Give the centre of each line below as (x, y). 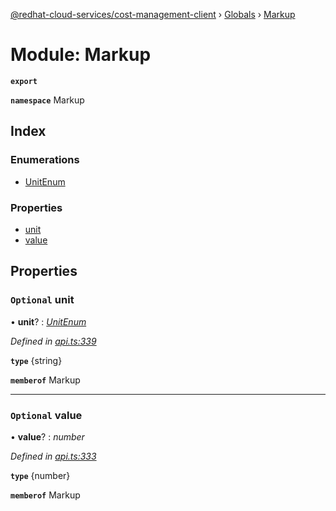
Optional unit (42, 300)
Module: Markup (81, 55)
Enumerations (45, 160)
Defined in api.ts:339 (53, 341)
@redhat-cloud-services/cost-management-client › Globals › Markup (153, 14)
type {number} (40, 475)
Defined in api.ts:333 (53, 456)
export (24, 81)
